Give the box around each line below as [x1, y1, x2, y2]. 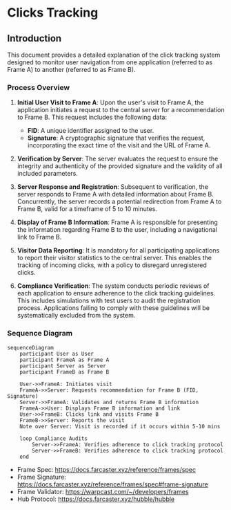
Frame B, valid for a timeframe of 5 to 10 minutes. [17, 205, 157, 213]
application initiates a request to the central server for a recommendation [17, 106, 225, 114]
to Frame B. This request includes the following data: [17, 113, 168, 122]
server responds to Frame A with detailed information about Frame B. [17, 190, 214, 199]
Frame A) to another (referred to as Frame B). [7, 66, 136, 73]
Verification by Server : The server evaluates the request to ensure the [17, 154, 219, 163]
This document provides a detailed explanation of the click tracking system [7, 51, 221, 59]
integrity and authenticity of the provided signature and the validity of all [17, 162, 223, 170]
